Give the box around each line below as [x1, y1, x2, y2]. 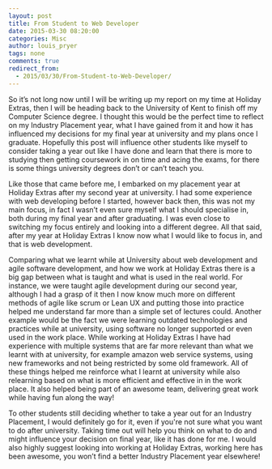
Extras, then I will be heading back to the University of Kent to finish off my [8, 103, 258, 113]
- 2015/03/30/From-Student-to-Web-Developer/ [15, 72, 172, 80]
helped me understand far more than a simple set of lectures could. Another [8, 306, 262, 316]
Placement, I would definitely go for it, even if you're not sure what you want [8, 416, 263, 426]
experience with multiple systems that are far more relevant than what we [8, 341, 253, 351]
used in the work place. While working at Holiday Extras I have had [8, 332, 231, 342]
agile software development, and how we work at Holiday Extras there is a [8, 263, 256, 273]
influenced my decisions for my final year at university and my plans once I [8, 129, 258, 139]
